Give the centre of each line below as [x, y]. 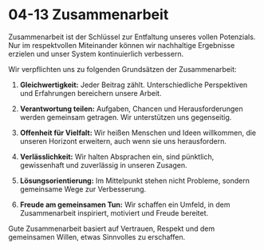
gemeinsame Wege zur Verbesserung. [83, 188]
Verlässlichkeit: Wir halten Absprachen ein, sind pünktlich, [117, 157]
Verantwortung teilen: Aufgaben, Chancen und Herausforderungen [131, 109]
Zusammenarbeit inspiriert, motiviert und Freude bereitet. [114, 212]
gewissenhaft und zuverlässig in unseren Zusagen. [103, 165]
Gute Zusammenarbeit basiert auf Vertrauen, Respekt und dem [112, 228]
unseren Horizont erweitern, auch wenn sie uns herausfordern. [123, 141]
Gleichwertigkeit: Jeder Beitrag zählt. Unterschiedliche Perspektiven [134, 85]
